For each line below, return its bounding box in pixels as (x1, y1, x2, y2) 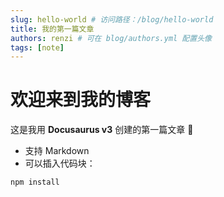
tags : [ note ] (10, 42, 65, 53)
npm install (10, 177, 60, 188)
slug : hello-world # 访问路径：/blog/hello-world (10, 14, 214, 25)
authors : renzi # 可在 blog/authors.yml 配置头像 (10, 33, 212, 43)
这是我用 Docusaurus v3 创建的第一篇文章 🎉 (10, 124, 194, 136)
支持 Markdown (24, 145, 90, 157)
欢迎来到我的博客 (10, 89, 152, 111)
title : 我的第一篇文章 (10, 24, 95, 34)
